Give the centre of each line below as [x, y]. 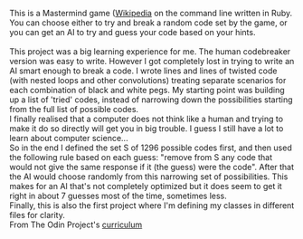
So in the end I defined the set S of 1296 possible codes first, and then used [151, 148]
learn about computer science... [69, 138]
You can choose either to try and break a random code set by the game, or [148, 23]
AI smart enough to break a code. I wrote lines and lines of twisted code [143, 71]
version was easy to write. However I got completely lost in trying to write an [152, 61]
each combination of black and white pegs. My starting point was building [147, 90]
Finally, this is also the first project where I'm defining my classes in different [152, 206]
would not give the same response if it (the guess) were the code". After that [152, 167]
